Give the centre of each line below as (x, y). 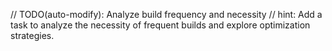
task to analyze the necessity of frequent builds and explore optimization (160, 25)
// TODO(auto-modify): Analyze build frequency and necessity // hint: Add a (166, 14)
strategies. (32, 35)
